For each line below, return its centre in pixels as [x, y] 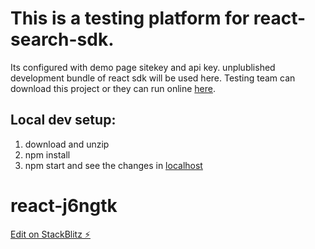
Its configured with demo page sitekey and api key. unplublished [143, 67]
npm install [47, 154]
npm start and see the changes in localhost [113, 165]
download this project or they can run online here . [113, 88]
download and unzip [67, 144]
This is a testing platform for [130, 18]
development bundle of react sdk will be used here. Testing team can [153, 78]
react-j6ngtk [64, 205]
